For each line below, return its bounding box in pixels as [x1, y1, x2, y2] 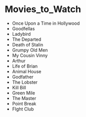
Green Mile [12, 90, 35, 96]
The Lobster [12, 79, 38, 85]
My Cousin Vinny [12, 52, 48, 58]
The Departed [12, 36, 41, 42]
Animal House [12, 68, 41, 74]
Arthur [12, 57, 26, 64]
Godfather [12, 74, 34, 80]
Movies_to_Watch [5, 4, 81, 15]
